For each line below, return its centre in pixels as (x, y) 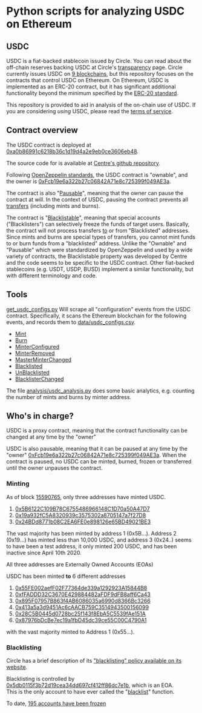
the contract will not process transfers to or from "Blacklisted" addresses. (98, 230)
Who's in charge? (40, 416)
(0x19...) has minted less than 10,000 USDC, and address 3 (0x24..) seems (99, 540)
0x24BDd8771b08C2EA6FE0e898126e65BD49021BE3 (83, 522)
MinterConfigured (37, 347)
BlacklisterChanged (39, 379)
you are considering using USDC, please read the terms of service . (90, 111)
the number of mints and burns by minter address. (69, 397)
